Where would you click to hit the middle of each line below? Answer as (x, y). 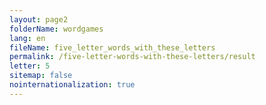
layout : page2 (39, 19)
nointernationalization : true (72, 85)
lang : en (27, 38)
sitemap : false (41, 76)
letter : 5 (30, 66)
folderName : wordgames (56, 29)
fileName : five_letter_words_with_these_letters (112, 47)
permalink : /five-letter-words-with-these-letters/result (132, 57)
